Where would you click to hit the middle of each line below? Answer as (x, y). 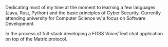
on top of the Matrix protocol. (36, 39)
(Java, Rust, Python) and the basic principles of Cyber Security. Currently (83, 13)
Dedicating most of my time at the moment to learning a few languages (80, 7)
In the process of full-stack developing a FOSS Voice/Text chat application (84, 33)
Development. (20, 24)
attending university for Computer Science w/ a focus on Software (76, 18)
